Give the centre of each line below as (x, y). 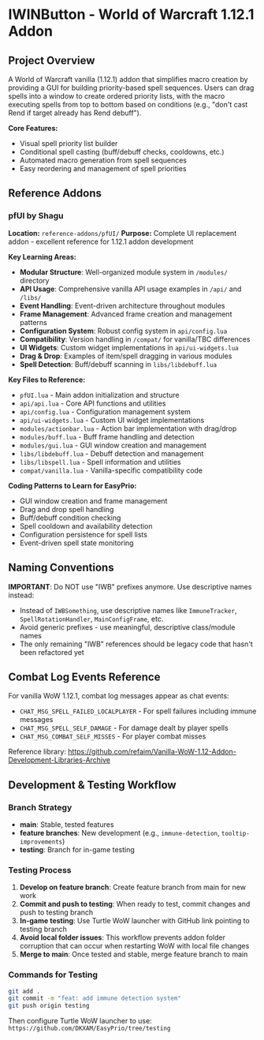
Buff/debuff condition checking (70, 518)
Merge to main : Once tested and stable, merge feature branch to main (134, 954)
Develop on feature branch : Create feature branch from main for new (133, 887)
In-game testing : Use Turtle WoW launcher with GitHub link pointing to (134, 921)
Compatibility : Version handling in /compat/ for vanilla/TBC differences (135, 339)
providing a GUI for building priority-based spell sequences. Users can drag (131, 88)
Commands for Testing (53, 975)
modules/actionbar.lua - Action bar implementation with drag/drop (128, 428)
